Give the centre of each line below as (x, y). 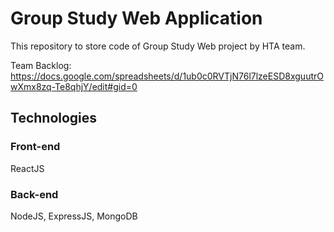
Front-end (35, 147)
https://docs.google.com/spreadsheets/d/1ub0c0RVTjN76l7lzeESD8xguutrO (167, 76)
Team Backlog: (41, 65)
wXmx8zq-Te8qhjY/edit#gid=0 (74, 86)
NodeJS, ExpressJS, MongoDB (74, 216)
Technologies (54, 118)
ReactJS (27, 168)
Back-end (34, 194)
